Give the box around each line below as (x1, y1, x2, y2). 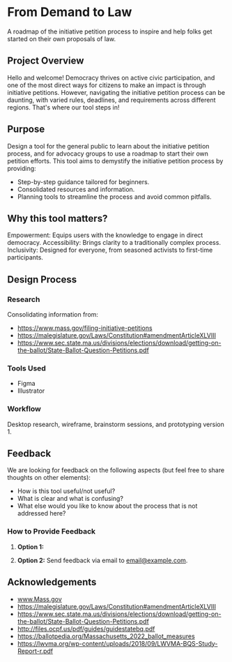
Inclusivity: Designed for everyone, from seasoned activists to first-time (7, 246, 213, 255)
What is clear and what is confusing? (17, 495, 124, 503)
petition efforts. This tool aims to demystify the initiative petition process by (7, 156, 224, 165)
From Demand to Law (7, 4, 132, 20)
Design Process (7, 273, 77, 285)
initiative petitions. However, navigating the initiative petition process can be (7, 88, 226, 96)
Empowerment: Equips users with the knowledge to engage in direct (7, 231, 203, 239)
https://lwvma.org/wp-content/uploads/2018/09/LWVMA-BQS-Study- (17, 639, 218, 647)
